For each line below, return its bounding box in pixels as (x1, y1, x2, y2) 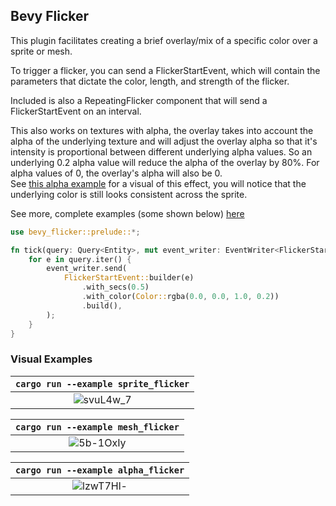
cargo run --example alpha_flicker (15, 464, 185, 476)
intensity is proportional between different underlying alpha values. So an (10, 145, 313, 158)
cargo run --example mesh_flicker (15, 421, 180, 433)
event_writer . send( (46, 264, 128, 274)
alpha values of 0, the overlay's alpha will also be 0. (10, 167, 223, 179)
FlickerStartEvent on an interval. (10, 105, 142, 117)
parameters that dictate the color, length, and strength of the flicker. (10, 75, 290, 87)
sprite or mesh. (10, 45, 73, 57)
